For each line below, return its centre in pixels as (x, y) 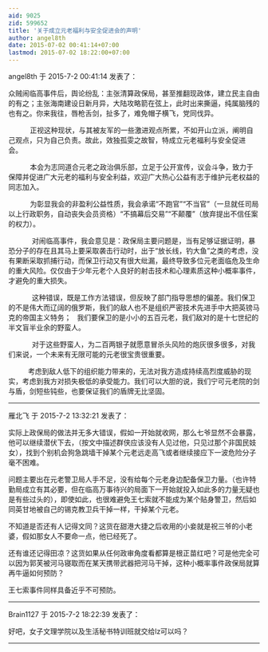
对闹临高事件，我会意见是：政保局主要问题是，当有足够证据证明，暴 (144, 241)
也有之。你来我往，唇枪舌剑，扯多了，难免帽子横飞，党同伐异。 (113, 113)
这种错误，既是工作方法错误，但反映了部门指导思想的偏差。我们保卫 (144, 297)
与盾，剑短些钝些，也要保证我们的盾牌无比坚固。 (89, 391)
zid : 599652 (28, 23)
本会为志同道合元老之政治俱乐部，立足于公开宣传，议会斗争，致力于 (142, 167)
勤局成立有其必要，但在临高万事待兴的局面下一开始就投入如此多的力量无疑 (130, 489)
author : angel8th (37, 38)
